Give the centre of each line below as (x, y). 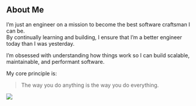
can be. (16, 31)
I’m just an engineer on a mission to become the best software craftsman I (98, 24)
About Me (25, 10)
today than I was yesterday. (40, 43)
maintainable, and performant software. (55, 61)
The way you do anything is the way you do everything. (90, 85)
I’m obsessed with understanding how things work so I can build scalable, (98, 55)
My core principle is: (32, 73)
